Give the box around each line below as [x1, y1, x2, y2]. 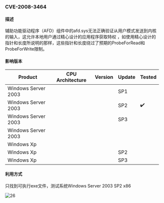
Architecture [56, 77, 87, 84]
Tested [140, 74, 157, 81]
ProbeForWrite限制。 [5, 46, 47, 52]
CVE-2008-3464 [5, 3, 47, 10]
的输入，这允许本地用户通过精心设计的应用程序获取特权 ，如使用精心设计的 [5, 34, 156, 40]
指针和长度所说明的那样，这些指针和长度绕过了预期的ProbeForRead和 [5, 40, 145, 46]
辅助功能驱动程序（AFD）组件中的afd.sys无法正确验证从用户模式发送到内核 [5, 28, 157, 34]
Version [95, 74, 114, 81]
